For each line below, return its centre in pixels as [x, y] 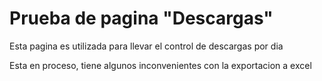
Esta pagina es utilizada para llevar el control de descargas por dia [146, 46]
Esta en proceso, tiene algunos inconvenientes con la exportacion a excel [160, 65]
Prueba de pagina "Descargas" [141, 18]
